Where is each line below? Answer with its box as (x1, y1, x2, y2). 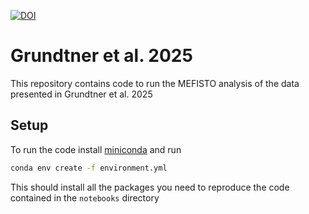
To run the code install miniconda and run (10, 143, 182, 155)
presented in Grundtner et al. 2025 (10, 88, 153, 100)
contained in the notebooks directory (10, 191, 160, 204)
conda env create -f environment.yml (10, 163, 168, 173)
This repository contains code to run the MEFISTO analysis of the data (10, 77, 300, 89)
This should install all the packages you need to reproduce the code (10, 181, 290, 193)
